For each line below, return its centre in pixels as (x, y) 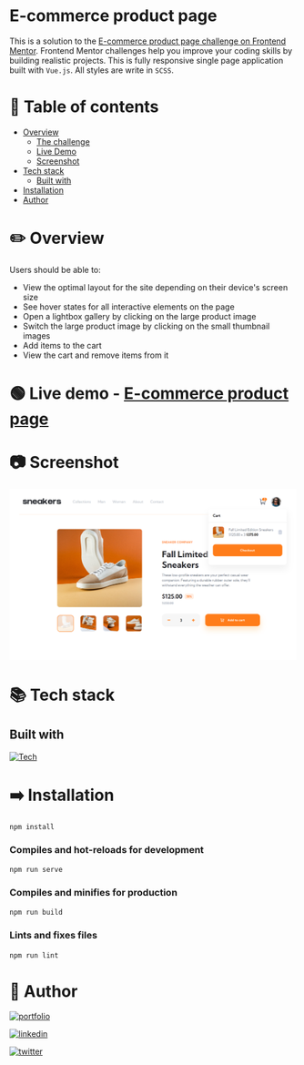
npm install (32, 827)
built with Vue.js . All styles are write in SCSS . (92, 70)
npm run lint (34, 955)
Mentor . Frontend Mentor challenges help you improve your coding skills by (151, 50)
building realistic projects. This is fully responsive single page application (147, 60)
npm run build (36, 913)
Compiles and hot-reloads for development (107, 849)
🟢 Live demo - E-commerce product (149, 393)
